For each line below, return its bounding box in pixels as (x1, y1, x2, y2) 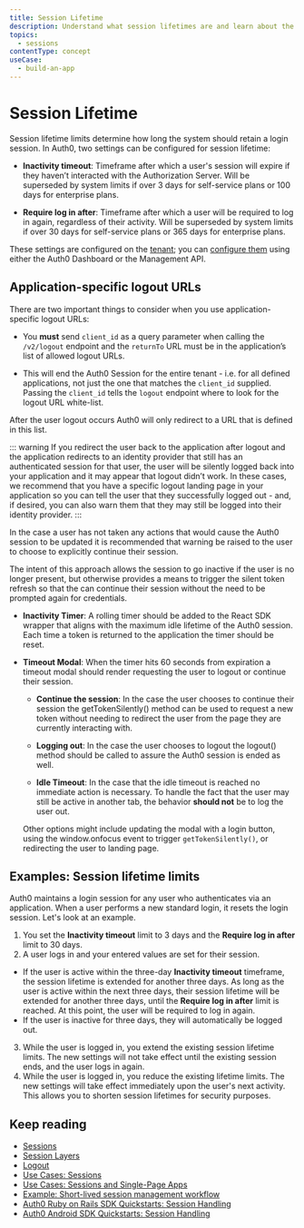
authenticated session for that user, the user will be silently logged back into (9, 460, 295, 472)
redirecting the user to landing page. (22, 842, 160, 853)
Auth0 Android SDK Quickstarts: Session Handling (22, 1208, 211, 1219)
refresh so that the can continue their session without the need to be (9, 583, 266, 594)
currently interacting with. (35, 722, 133, 733)
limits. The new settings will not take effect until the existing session (22, 1052, 277, 1063)
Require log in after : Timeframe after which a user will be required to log (22, 206, 294, 218)
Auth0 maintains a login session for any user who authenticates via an (9, 893, 271, 904)
